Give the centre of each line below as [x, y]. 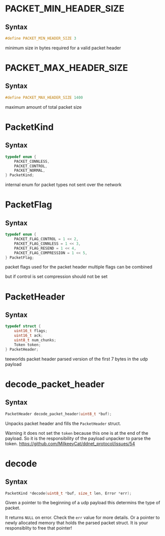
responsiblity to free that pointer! [39, 528]
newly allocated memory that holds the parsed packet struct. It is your [77, 523]
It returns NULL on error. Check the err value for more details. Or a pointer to [82, 518]
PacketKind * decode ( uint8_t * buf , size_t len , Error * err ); [69, 493]
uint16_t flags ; [31, 331]
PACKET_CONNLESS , [32, 161]
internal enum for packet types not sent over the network [63, 185]
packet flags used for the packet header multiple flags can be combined [79, 267]
